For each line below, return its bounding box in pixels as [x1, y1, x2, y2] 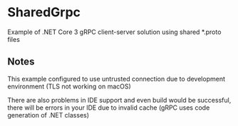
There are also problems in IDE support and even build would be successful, [7, 96, 232, 104]
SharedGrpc [7, 4, 81, 21]
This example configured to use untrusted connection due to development [7, 74, 226, 83]
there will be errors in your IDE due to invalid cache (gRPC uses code [7, 103, 210, 112]
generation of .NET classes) [7, 110, 90, 119]
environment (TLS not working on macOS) [7, 82, 132, 91]
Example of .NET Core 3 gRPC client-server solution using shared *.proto [7, 28, 222, 36]
